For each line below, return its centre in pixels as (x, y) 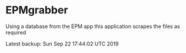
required (16, 32)
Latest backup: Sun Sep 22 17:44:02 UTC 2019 (62, 44)
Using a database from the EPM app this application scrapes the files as (93, 26)
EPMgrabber (37, 10)
